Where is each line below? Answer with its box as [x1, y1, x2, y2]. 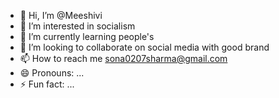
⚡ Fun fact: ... [19, 78, 75, 90]
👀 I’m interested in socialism [19, 20, 136, 32]
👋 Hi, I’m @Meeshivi [19, 10, 103, 21]
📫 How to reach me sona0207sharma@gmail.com [19, 53, 228, 64]
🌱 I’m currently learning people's [19, 31, 155, 42]
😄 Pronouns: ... [19, 67, 85, 79]
